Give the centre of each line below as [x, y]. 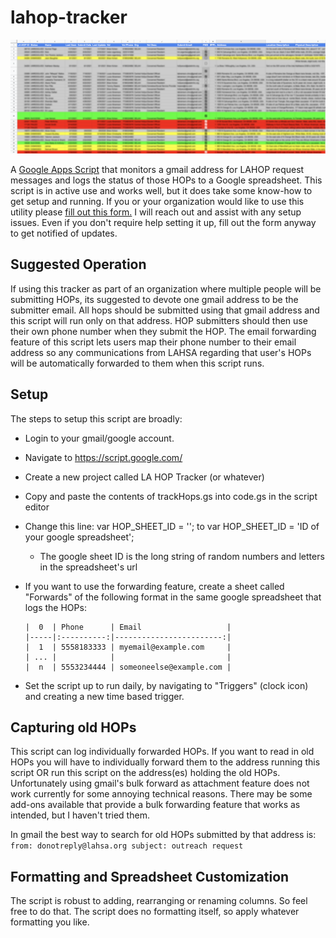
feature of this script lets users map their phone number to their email [153, 342]
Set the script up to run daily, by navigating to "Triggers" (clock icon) [166, 685]
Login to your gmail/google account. [99, 438]
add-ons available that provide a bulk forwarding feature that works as [155, 805]
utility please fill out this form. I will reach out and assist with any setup [156, 212]
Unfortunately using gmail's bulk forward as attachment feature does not [160, 783]
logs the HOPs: [55, 607]
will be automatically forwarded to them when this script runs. [137, 363]
